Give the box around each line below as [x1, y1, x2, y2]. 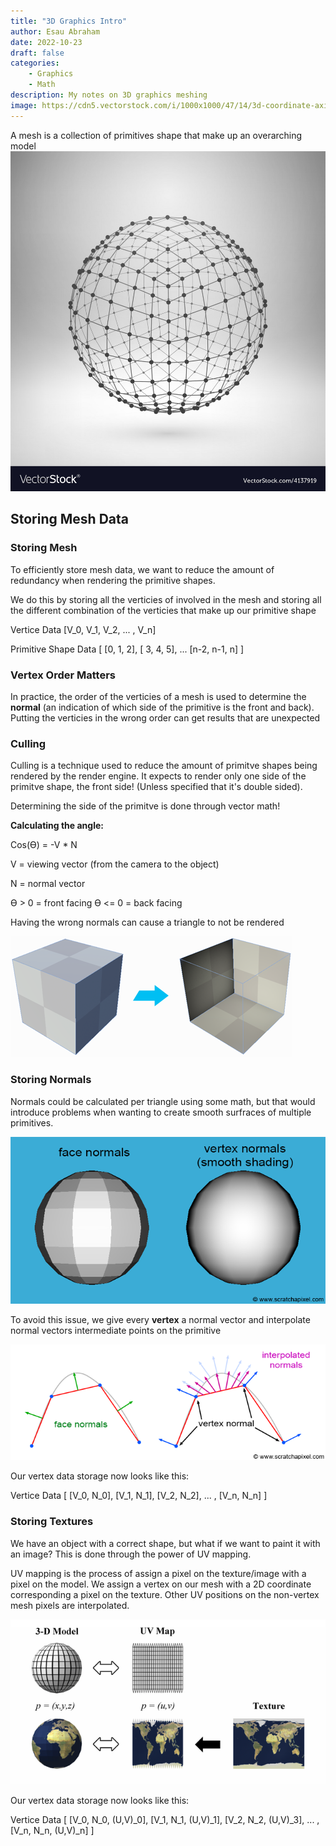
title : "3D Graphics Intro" [10, 16, 128, 26]
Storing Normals [10, 1073, 92, 1087]
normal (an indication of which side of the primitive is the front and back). [10, 701, 315, 713]
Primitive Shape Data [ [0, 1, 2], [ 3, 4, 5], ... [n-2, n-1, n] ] [10, 643, 245, 655]
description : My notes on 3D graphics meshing [10, 90, 208, 100]
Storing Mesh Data [10, 511, 129, 528]
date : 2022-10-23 [10, 37, 83, 47]
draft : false [10, 48, 65, 58]
